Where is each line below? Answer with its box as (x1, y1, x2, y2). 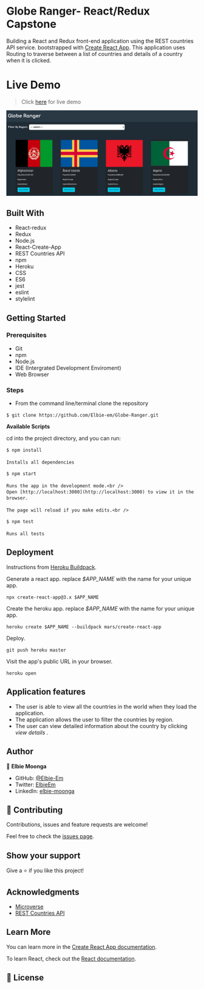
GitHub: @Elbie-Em (15, 774, 64, 782)
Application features (6, 687, 86, 697)
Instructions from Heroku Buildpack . (6, 563, 97, 571)
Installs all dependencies (6, 459, 75, 466)
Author (6, 746, 33, 757)
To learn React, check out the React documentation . (6, 955, 137, 962)
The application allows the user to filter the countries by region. (15, 716, 174, 723)
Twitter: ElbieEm (15, 780, 56, 788)
